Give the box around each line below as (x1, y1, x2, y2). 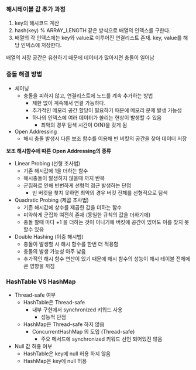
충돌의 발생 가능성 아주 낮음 (23, 247, 86, 254)
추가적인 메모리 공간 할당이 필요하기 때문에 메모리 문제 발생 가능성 (32, 107, 183, 114)
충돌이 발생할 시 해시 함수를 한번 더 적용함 (23, 240, 119, 247)
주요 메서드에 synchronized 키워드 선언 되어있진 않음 (40, 335, 163, 342)
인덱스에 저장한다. (20, 42, 62, 49)
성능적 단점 (40, 313, 66, 320)
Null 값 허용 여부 (14, 342, 53, 349)
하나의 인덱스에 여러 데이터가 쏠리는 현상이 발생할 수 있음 (32, 114, 162, 121)
